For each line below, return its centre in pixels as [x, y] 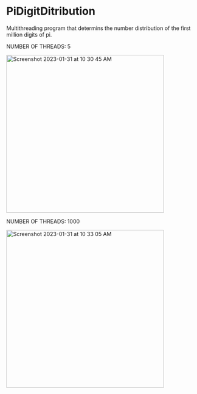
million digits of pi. [29, 34]
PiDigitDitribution [51, 11]
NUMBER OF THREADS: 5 [39, 46]
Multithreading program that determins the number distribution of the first [98, 28]
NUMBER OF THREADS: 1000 [43, 221]
